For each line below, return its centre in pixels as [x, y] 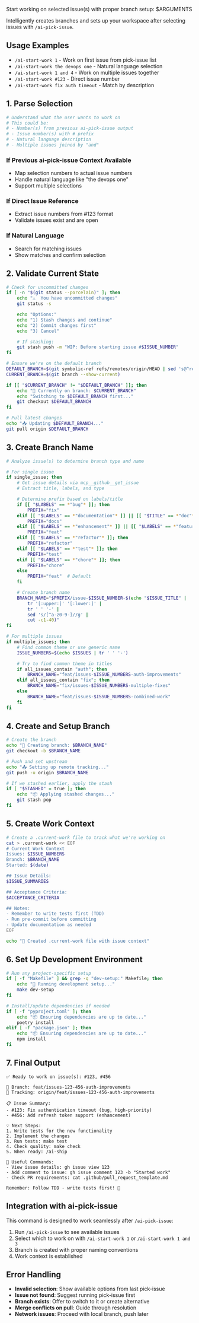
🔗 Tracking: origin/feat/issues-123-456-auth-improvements [81, 1092]
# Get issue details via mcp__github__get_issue [78, 483]
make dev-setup [36, 990]
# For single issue [30, 472]
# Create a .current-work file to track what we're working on [86, 837]
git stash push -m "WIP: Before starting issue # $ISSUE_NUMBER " [98, 347]
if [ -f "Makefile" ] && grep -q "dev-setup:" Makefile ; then [84, 979]
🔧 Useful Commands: [30, 1162]
